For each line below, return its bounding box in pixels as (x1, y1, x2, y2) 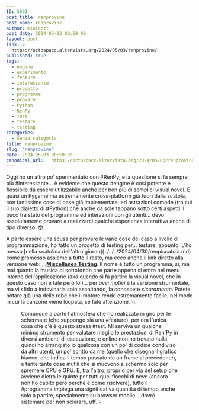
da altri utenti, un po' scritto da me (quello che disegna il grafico (21, 348, 177, 355)
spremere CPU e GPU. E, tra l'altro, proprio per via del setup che (21, 367, 178, 374)
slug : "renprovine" (6, 146, 54, 152)
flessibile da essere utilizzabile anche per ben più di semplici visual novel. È (6, 186, 191, 193)
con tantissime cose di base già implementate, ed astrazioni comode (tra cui (6, 199, 192, 206)
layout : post (6, 36, 38, 42)
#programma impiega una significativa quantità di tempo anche (21, 386, 176, 393)
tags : (6, 58, 20, 64)
